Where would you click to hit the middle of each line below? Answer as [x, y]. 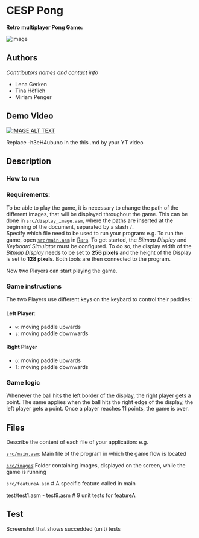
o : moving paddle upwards [48, 360]
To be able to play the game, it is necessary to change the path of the [93, 208]
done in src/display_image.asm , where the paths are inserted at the [90, 220]
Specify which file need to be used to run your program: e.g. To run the [95, 234]
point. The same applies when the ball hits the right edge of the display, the [100, 402]
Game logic [23, 382]
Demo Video [30, 116]
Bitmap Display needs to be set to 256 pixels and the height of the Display [99, 253]
